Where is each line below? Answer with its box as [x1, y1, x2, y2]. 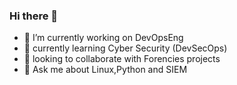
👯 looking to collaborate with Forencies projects [23, 53, 221, 65]
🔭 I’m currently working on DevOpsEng [23, 32, 184, 44]
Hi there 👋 [9, 9, 59, 23]
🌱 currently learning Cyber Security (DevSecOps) [23, 42, 228, 54]
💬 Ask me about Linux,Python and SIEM [23, 64, 188, 76]
